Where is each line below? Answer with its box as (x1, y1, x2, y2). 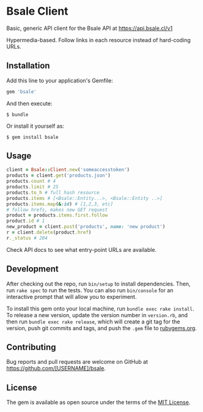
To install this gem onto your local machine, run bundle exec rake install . (6, 304, 194, 312)
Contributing (6, 342, 56, 353)
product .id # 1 (6, 218, 45, 224)
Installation (6, 61, 50, 71)
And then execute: (6, 100, 53, 107)
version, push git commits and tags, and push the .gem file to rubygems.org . (6, 324, 197, 331)
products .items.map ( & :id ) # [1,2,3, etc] (6, 200, 114, 207)
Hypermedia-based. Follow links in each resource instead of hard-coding (6, 36, 191, 43)
